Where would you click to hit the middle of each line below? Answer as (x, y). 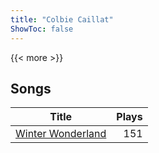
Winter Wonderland (61, 134)
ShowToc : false (42, 29)
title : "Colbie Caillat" (62, 19)
